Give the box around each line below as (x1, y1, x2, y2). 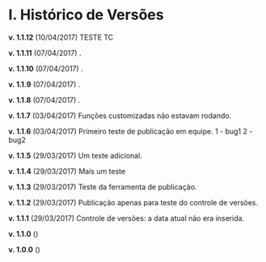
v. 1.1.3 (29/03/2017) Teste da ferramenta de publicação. (8, 182, 197, 192)
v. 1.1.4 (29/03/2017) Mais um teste (8, 166, 126, 175)
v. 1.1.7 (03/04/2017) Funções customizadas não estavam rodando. (8, 111, 232, 120)
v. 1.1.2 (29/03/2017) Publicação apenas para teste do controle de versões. (8, 197, 259, 207)
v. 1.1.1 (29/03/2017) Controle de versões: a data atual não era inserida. (8, 213, 245, 223)
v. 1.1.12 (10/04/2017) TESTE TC (8, 32, 114, 42)
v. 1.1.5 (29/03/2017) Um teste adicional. (8, 150, 143, 160)
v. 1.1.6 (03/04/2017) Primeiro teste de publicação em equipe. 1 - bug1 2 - (8, 126, 253, 136)
